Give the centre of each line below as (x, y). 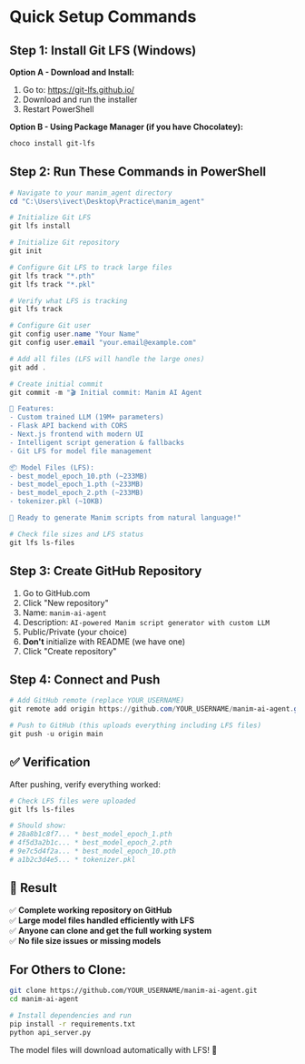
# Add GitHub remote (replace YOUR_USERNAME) (97, 701)
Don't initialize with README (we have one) (104, 641)
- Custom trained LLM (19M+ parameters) (87, 417)
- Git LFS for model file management (81, 451)
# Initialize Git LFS (50, 218)
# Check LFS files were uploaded (73, 801)
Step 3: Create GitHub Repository (106, 571)
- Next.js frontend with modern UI (77, 434)
